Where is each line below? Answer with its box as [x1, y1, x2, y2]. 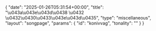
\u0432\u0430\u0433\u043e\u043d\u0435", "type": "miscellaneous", [5, 15, 151, 20]
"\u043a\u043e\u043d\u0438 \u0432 [5, 9, 85, 15]
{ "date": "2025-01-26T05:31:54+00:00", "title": [5, 4, 104, 10]
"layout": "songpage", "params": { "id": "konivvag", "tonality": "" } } [5, 20, 144, 26]
